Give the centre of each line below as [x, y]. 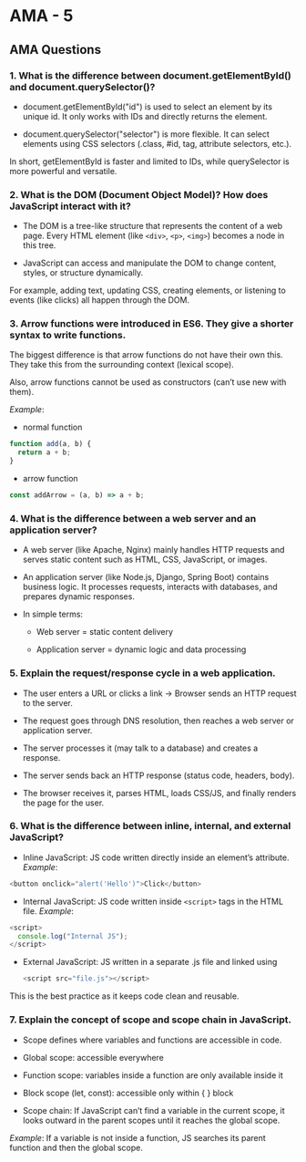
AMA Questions [56, 50]
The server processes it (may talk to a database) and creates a [140, 748]
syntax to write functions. [68, 336]
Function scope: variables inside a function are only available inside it [153, 1075]
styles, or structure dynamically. [83, 273]
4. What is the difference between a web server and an [133, 518]
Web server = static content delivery [105, 632]
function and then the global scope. [76, 1147]
